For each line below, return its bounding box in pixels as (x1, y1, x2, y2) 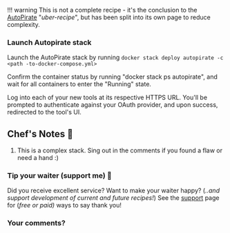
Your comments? (7, 219, 66, 228)
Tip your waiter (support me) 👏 (7, 171, 113, 181)
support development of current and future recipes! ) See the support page (7, 194, 220, 202)
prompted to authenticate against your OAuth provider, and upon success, (7, 101, 218, 109)
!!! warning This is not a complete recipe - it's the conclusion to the (7, 6, 198, 14)
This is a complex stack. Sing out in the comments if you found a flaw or (17, 146, 223, 154)
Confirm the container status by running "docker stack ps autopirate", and (7, 72, 218, 81)
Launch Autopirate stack (7, 37, 92, 47)
